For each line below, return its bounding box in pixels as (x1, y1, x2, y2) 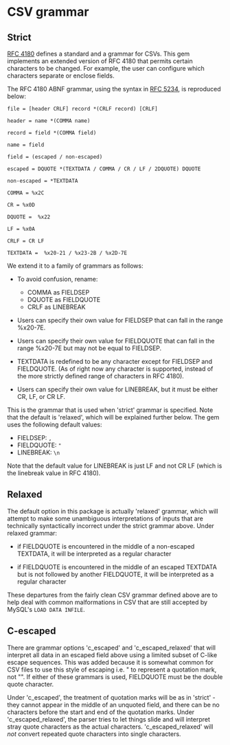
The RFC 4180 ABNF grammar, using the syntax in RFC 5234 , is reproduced (7, 85, 221, 93)
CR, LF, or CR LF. (16, 393, 66, 400)
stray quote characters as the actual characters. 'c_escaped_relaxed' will (7, 722, 214, 731)
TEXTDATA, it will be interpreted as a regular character (16, 549, 172, 558)
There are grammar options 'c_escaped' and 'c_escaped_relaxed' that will (7, 643, 216, 652)
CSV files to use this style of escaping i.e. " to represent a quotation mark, (7, 665, 217, 674)
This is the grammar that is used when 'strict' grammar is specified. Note (7, 406, 214, 414)
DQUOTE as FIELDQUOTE (27, 296, 101, 303)
